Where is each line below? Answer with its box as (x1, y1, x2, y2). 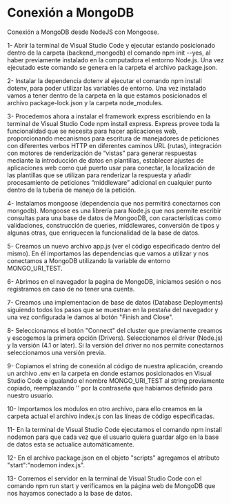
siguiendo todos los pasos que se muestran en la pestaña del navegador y (7, 305, 219, 314)
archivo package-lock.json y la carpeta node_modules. (7, 98, 163, 107)
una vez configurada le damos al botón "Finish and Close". (7, 313, 174, 321)
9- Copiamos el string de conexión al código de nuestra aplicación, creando (7, 361, 223, 370)
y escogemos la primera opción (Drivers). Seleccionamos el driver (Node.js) (7, 334, 223, 342)
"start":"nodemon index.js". (7, 460, 85, 469)
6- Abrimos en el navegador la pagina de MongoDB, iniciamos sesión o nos (7, 277, 221, 285)
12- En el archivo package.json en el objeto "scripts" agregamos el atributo (7, 453, 220, 462)
